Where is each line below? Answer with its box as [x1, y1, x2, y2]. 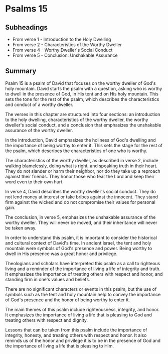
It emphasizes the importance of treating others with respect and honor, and [5, 271, 163, 277]
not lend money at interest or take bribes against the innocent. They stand [5, 194, 158, 200]
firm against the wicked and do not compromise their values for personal [5, 199, 155, 205]
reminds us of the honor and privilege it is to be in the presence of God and [5, 337, 161, 343]
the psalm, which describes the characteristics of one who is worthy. [5, 148, 148, 154]
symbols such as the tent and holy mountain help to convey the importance [5, 291, 161, 297]
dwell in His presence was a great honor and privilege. [5, 251, 118, 257]
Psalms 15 [5, 3, 48, 15]
